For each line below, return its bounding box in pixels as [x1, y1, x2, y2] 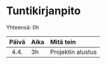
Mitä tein [50, 37, 76, 46]
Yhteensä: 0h [6, 24, 40, 31]
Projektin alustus [50, 47, 97, 56]
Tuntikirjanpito [6, 4, 81, 18]
